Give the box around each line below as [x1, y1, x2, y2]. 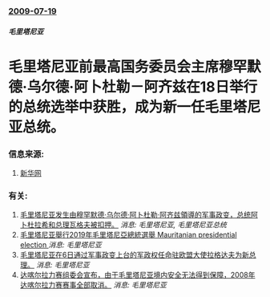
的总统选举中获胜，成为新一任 [8, 98, 206, 116]
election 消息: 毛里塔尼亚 [19, 240, 103, 250]
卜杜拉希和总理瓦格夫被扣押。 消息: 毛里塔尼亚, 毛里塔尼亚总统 [19, 220, 227, 230]
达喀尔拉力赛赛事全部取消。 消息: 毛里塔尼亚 [19, 280, 167, 290]
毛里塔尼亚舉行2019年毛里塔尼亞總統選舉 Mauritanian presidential [19, 230, 238, 240]
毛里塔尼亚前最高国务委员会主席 [8, 58, 220, 75]
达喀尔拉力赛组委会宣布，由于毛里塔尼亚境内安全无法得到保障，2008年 [19, 271, 256, 280]
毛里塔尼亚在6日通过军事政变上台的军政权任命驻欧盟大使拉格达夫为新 [19, 250, 250, 260]
